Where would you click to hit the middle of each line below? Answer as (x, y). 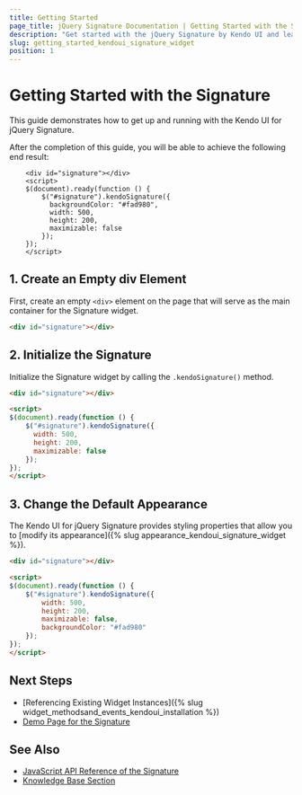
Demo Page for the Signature (76, 721)
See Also (35, 750)
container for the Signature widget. (74, 310)
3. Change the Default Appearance (109, 504)
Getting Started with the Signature (140, 96)
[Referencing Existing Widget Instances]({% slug (113, 702)
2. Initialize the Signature (80, 355)
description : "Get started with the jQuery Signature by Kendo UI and (144, 34)
